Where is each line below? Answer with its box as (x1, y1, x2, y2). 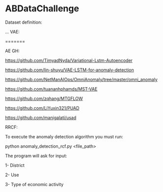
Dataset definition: (5, 19, 43, 25)
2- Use (5, 172, 19, 178)
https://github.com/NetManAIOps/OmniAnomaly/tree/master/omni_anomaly (5, 76, 158, 82)
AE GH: (5, 48, 20, 54)
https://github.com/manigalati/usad (5, 114, 77, 121)
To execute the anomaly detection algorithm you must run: (5, 133, 123, 139)
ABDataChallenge (5, 3, 80, 14)
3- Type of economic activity (5, 181, 64, 187)
